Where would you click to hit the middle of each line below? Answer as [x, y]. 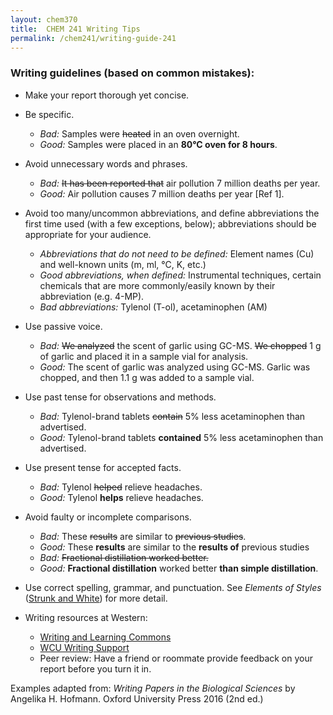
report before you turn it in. [95, 668]
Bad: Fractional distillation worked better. [124, 557]
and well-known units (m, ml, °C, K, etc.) [123, 264]
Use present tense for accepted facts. [103, 467]
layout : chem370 [44, 19]
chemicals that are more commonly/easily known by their [157, 285]
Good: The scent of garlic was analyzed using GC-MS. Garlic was [175, 367]
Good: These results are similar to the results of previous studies [174, 547]
